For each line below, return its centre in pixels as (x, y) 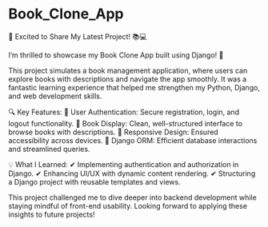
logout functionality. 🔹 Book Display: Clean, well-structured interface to (125, 123)
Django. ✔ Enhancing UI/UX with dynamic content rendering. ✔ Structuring (132, 173)
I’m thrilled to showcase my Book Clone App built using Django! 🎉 (116, 55)
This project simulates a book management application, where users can (128, 70)
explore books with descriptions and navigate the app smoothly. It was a (128, 79)
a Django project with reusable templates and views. (95, 181)
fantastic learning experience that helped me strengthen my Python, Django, (134, 87)
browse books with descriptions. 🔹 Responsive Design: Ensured (113, 132)
